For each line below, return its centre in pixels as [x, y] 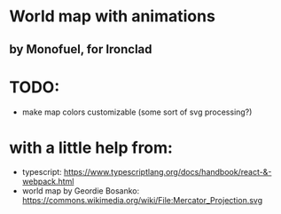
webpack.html [48, 182]
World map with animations [112, 16]
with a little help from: [91, 147]
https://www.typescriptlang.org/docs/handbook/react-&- [168, 172]
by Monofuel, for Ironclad [81, 49]
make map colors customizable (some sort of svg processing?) [137, 112]
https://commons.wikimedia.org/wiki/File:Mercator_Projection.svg [142, 201]
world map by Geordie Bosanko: [81, 191]
